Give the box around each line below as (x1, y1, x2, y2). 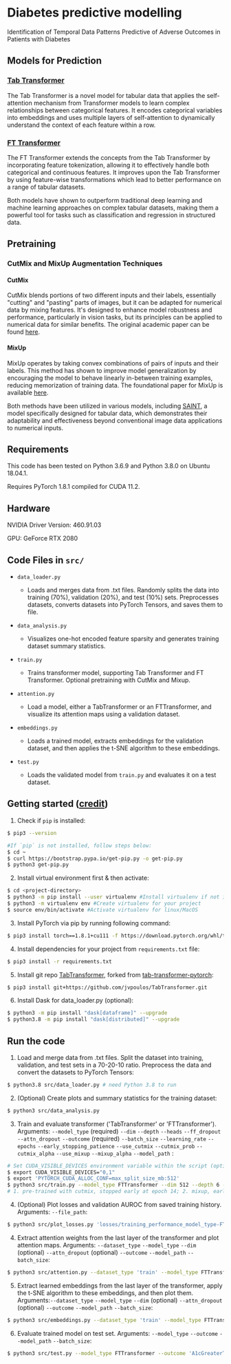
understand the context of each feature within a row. (7, 121, 156, 129)
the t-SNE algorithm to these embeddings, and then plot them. (16, 1288, 194, 1297)
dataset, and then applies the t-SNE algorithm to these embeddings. (27, 744, 220, 752)
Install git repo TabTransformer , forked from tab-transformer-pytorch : (16, 970, 214, 979)
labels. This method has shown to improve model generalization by (7, 366, 197, 374)
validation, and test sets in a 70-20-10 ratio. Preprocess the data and (16, 1061, 212, 1069)
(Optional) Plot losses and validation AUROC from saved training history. (16, 1201, 222, 1209)
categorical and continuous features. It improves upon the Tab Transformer (7, 168, 221, 177)
